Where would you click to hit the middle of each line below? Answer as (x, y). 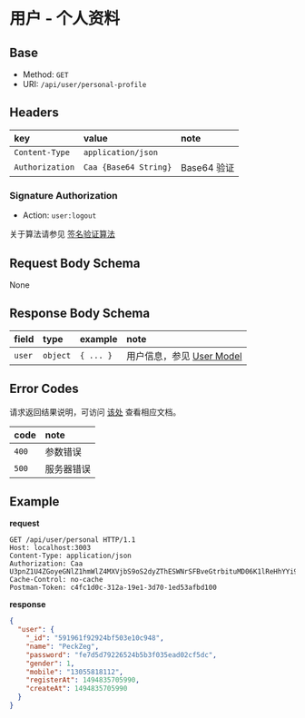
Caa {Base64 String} (128, 167)
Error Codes (44, 389)
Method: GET (45, 74)
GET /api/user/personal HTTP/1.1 (73, 540)
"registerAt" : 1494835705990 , (83, 680)
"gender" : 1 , (50, 664)
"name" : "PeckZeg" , (63, 646)
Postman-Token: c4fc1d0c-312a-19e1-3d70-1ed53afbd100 (113, 588)
